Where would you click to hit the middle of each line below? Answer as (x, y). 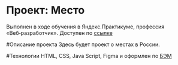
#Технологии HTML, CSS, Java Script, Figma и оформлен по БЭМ (89, 56)
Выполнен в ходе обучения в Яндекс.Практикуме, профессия (85, 27)
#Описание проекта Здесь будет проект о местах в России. (83, 44)
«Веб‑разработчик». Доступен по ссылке (59, 32)
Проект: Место (46, 10)
